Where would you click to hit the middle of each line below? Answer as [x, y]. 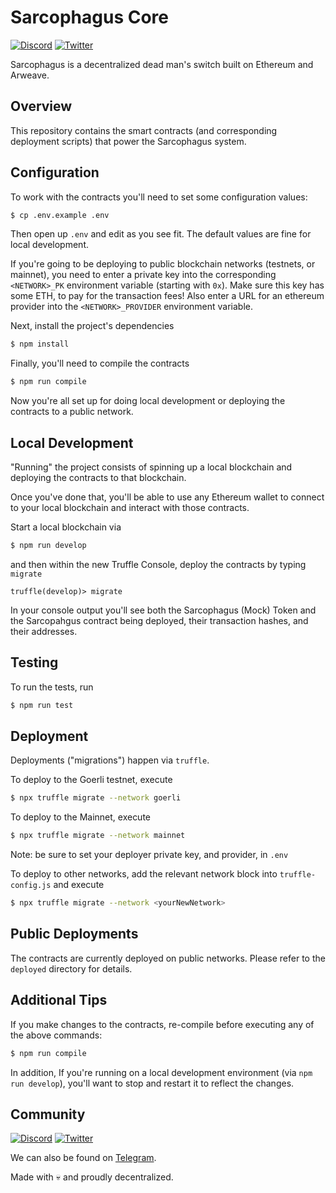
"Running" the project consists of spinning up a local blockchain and [151, 467]
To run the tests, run [52, 687]
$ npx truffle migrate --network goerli [96, 798]
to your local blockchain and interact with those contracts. [130, 507]
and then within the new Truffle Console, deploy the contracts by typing [158, 564]
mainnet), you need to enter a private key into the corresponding [143, 275]
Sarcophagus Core [90, 17]
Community [48, 1114]
